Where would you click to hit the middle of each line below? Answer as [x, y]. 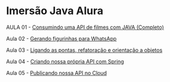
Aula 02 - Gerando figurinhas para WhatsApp [61, 38]
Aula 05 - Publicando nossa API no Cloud [57, 73]
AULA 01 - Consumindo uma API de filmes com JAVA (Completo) [85, 27]
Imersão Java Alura [55, 11]
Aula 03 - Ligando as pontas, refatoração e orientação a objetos [84, 50]
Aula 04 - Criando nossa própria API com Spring [65, 61]
